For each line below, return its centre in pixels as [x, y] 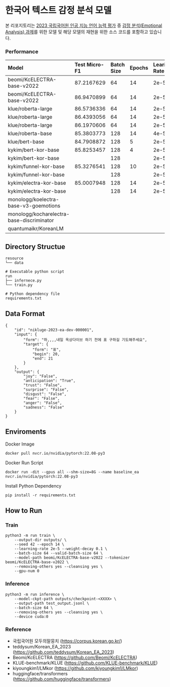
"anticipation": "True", [50, 381]
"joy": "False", [40, 376]
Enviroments [26, 432]
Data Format [25, 314]
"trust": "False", [43, 385]
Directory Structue [35, 247]
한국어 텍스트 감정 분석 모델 [58, 10]
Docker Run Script [24, 463]
